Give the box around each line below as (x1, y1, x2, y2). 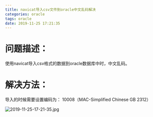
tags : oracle (5, 16, 32, 21)
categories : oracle (5, 12, 45, 17)
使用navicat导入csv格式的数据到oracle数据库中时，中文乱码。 (5, 61, 130, 67)
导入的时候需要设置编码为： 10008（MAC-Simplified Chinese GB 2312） (5, 96, 151, 103)
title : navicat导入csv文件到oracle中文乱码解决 (5, 7, 96, 12)
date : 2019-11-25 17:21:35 (5, 21, 60, 26)
